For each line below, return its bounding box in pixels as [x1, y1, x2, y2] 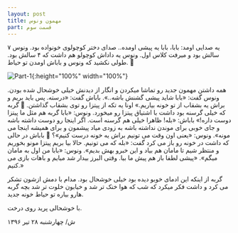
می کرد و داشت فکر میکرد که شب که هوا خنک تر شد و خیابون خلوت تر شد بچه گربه [7, 183, 229, 191]
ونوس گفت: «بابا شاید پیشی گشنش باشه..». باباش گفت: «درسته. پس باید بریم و [7, 93, 220, 102]
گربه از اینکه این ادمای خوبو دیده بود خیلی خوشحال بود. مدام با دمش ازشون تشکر [7, 175, 222, 183]
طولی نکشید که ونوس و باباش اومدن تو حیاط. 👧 [7, 58, 134, 67]
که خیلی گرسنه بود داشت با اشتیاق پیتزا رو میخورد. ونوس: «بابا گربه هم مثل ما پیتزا [7, 108, 226, 117]
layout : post [7, 10, 46, 18]
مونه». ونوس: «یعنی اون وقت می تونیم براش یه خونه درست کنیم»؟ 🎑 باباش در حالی [7, 131, 231, 139]
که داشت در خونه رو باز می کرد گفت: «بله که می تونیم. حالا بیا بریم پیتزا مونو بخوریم [7, 139, 229, 147]
